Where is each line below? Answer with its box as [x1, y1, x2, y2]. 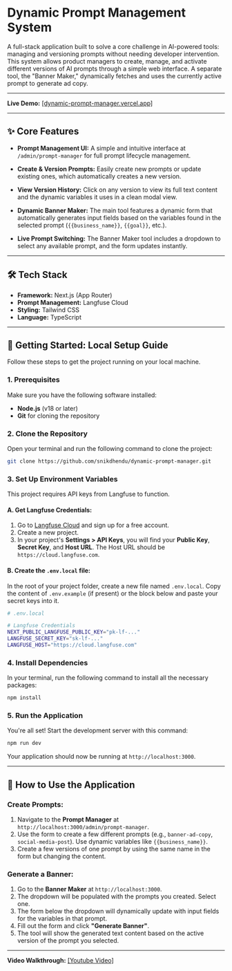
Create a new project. [17, 528, 79, 537]
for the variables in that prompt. [17, 914, 108, 923]
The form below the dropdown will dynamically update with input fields [17, 907, 220, 916]
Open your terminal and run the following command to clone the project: [7, 444, 213, 452]
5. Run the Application [7, 711, 84, 721]
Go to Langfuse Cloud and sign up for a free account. [17, 521, 169, 530]
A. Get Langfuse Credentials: [7, 506, 92, 514]
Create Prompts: [7, 799, 64, 809]
